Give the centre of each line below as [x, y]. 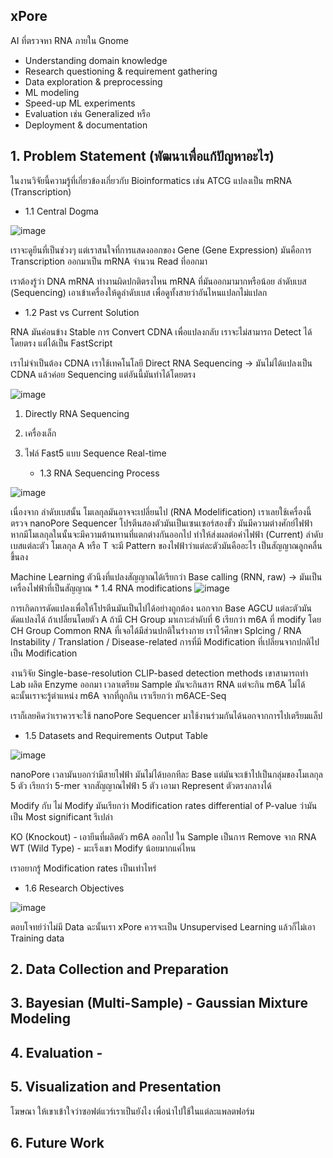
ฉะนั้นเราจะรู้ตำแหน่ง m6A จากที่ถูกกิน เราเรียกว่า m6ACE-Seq [118, 695]
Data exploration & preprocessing [93, 81]
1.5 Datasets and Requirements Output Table [116, 735]
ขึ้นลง [19, 556]
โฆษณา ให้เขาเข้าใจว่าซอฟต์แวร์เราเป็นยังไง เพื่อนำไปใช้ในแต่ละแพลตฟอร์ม [132, 1111]
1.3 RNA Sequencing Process [99, 473]
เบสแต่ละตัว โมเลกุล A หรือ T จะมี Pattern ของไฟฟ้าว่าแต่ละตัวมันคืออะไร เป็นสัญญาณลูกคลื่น [166, 545]
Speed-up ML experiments [80, 103]
